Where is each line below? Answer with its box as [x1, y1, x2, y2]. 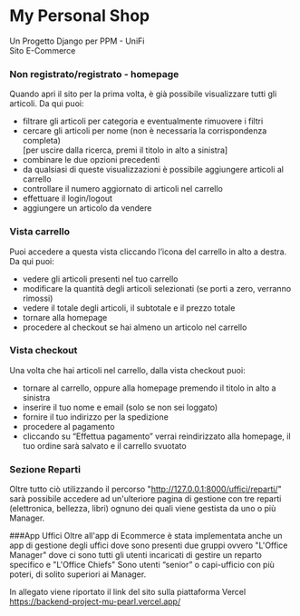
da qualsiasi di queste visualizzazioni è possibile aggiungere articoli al [22, 164, 284, 175]
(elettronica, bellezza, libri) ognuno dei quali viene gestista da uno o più [9, 503, 276, 514]
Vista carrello [9, 225, 71, 238]
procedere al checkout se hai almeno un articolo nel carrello [22, 322, 247, 333]
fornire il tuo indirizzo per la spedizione [22, 411, 169, 422]
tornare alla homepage [22, 312, 108, 323]
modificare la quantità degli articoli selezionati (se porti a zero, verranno [22, 283, 292, 293]
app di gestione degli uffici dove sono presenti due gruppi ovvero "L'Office [9, 540, 288, 551]
